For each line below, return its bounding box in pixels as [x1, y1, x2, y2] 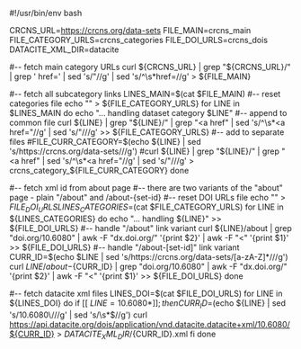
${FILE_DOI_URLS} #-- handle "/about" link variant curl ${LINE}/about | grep [9, 222, 292, 233]
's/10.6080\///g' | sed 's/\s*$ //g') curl [9, 309, 148, 320]
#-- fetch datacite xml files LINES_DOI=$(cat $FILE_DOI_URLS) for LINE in [9, 288, 283, 299]
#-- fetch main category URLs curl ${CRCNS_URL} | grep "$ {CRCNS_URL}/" [9, 62, 291, 72]
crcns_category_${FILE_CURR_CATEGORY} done [9, 166, 190, 175]
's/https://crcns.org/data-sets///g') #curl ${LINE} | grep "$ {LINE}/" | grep [9, 146, 280, 157]
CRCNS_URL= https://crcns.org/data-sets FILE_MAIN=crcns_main [9, 25, 252, 35]
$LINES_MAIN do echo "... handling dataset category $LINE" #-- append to [9, 108, 288, 118]
